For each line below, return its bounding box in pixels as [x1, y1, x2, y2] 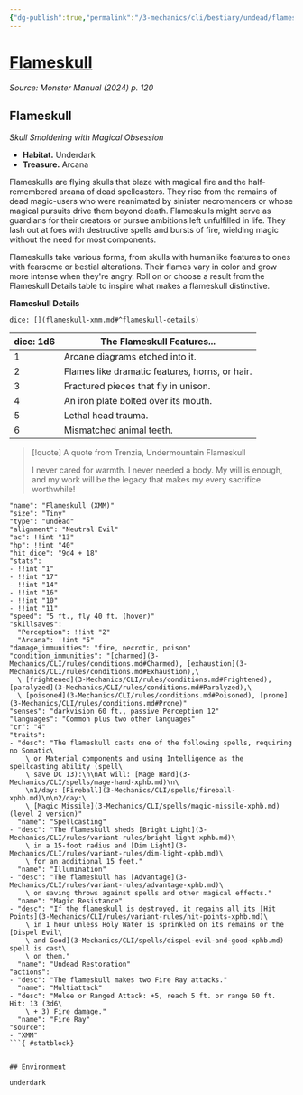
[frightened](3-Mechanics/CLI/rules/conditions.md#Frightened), [25, 675, 272, 685]
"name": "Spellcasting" [17, 818, 106, 827]
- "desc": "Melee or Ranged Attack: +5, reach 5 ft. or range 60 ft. [9, 991, 277, 1001]
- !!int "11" [9, 604, 59, 613]
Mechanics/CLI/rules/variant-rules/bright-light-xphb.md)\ [9, 833, 236, 843]
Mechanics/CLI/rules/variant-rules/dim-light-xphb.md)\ [9, 849, 224, 858]
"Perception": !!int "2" [17, 628, 111, 637]
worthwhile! [31, 484, 76, 495]
